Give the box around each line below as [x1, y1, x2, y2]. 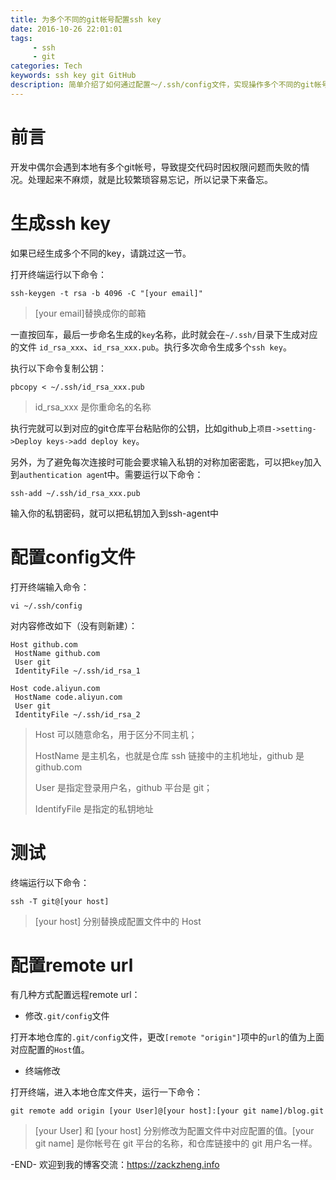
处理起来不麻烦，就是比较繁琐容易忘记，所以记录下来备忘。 [27, 173, 273, 185]
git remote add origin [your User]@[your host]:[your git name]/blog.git [10, 1106, 325, 1116]
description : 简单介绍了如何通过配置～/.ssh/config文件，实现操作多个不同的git [10, 80, 315, 90]
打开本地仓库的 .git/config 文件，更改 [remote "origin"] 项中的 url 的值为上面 [10, 1031, 325, 1043]
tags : [10, 33, 33, 43]
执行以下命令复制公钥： [10, 362, 107, 374]
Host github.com [10, 639, 78, 650]
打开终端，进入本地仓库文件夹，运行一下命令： [10, 1086, 203, 1098]
